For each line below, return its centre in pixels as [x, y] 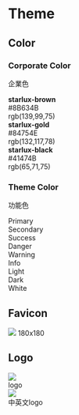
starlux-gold [29, 124]
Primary [21, 221]
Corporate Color [39, 66]
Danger [20, 247]
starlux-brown [32, 99]
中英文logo [25, 402]
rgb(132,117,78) [32, 141]
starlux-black [31, 149]
